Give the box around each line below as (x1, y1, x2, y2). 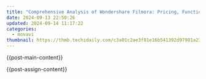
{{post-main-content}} (6, 54, 63, 61)
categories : (6, 26, 37, 32)
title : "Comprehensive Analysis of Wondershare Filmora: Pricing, (6, 9, 180, 15)
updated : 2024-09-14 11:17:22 (6, 20, 84, 26)
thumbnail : (6, 37, 34, 43)
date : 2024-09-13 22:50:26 (6, 15, 75, 21)
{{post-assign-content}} (6, 66, 67, 73)
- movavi (12, 32, 34, 38)
